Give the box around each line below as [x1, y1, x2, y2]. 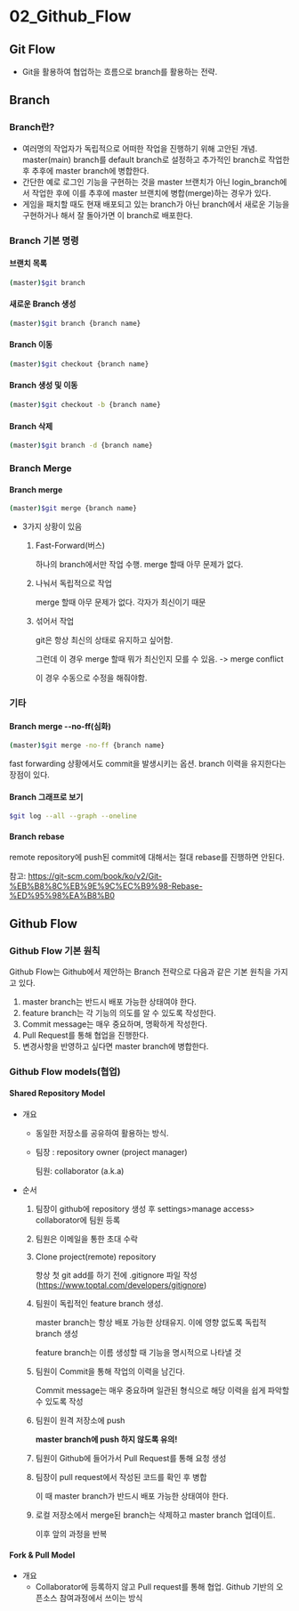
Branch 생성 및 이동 [9, 380, 78, 391]
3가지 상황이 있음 [21, 521, 83, 532]
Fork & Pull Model [9, 1550, 76, 1560]
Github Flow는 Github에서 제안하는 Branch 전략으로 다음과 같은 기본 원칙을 [9, 966, 272, 977]
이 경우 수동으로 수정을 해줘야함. [35, 672, 148, 683]
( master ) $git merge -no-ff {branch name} [9, 741, 166, 750]
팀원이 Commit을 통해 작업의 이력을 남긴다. [35, 1366, 185, 1377]
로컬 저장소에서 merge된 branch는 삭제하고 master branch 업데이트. [35, 1509, 276, 1520]
